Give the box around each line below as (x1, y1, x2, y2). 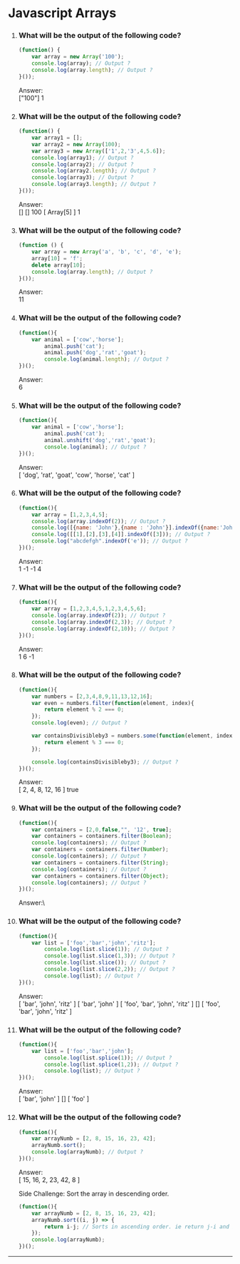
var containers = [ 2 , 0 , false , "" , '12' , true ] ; (31, 826, 172, 833)
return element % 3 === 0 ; (44, 739, 125, 746)
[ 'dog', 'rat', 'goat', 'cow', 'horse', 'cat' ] (18, 471, 135, 479)
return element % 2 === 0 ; (44, 706, 125, 714)
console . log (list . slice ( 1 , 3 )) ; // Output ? (44, 952, 175, 960)
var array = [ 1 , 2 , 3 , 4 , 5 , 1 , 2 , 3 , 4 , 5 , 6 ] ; (31, 605, 147, 612)
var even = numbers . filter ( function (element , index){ (31, 699, 194, 706)
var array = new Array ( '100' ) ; (31, 53, 125, 61)
